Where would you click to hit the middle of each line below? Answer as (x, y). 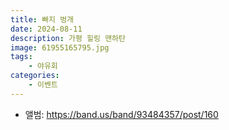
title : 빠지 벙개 (42, 19)
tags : (21, 57)
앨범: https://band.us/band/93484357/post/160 (121, 114)
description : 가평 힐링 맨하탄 (68, 38)
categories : (35, 76)
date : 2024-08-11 (46, 29)
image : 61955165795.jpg (60, 47)
